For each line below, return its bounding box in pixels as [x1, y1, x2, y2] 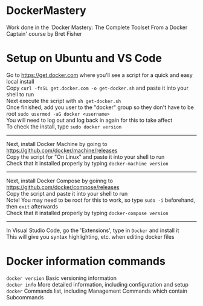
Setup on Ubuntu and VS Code [6, 52, 162, 65]
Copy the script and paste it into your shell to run [6, 190, 128, 197]
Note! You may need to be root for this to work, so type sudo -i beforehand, [6, 196, 195, 204]
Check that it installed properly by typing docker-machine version [6, 159, 169, 167]
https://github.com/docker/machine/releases [6, 147, 118, 154]
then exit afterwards [6, 202, 59, 210]
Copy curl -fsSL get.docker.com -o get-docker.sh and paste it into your [6, 84, 189, 91]
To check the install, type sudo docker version [6, 122, 122, 130]
